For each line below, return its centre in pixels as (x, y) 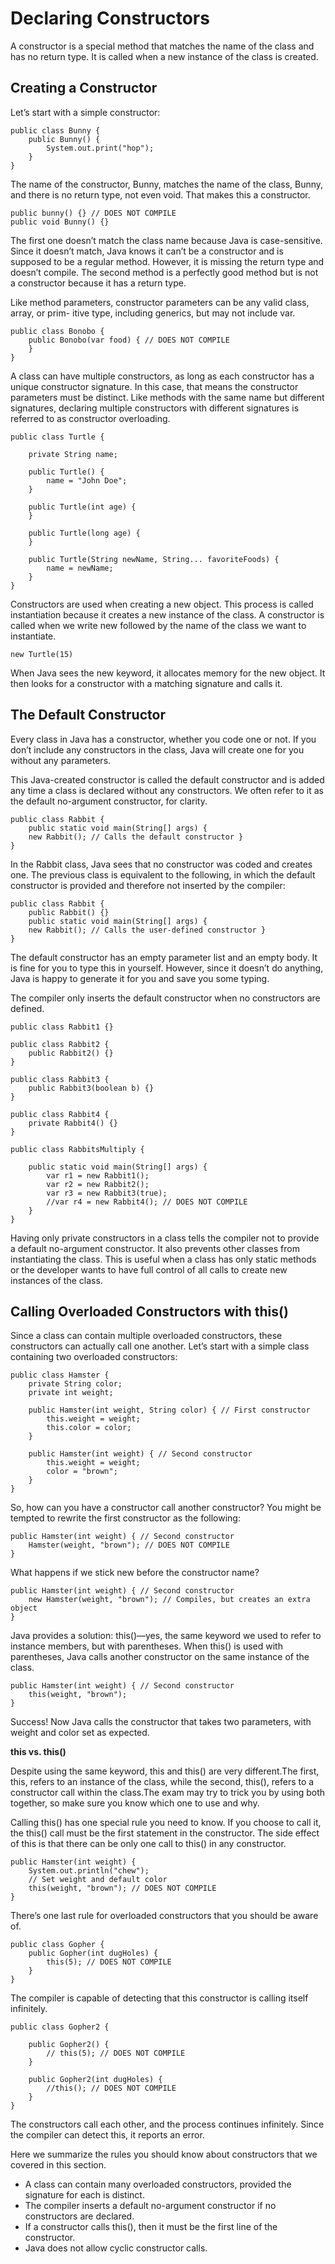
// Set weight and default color (98, 1880)
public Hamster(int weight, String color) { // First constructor (169, 1410)
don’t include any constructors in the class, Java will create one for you (157, 749)
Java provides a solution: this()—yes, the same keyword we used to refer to (166, 1636)
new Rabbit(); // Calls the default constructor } (136, 837)
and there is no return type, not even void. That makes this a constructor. (160, 194)
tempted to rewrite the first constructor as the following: (125, 1518)
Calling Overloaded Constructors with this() (149, 1311)
